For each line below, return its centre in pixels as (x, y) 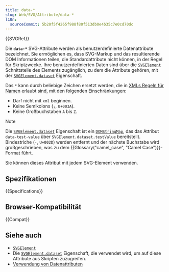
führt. (27, 153)
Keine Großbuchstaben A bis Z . (45, 112)
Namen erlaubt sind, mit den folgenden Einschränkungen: (66, 91)
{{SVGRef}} (17, 39)
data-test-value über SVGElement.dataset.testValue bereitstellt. (73, 137)
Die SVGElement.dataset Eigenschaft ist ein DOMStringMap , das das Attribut (82, 131)
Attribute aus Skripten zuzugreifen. (50, 258)
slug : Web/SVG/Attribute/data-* (40, 15)
